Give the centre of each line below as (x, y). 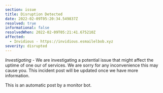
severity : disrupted (26, 46)
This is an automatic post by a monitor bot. (49, 85)
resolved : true (21, 23)
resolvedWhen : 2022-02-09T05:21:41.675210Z (50, 32)
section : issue (21, 10)
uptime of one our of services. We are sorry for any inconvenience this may (82, 65)
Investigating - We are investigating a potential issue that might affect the (79, 60)
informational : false (27, 28)
